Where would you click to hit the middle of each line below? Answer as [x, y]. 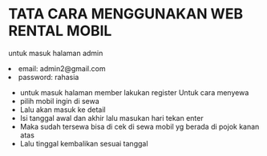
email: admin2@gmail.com [62, 68]
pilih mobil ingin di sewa [60, 101]
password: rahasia [49, 77]
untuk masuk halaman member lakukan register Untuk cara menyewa [134, 92]
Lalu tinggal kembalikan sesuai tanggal [84, 143]
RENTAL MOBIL [60, 31]
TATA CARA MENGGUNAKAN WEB [125, 14]
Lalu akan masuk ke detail [63, 110]
